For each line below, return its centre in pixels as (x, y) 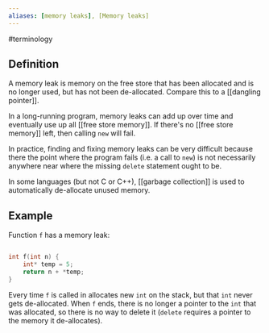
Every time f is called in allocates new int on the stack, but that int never (130, 294)
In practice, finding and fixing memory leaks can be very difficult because (131, 149)
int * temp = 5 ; (48, 264)
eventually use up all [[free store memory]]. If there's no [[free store (121, 125)
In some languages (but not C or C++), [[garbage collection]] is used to (126, 181)
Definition (33, 64)
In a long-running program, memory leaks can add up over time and (121, 116)
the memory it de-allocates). (56, 320)
